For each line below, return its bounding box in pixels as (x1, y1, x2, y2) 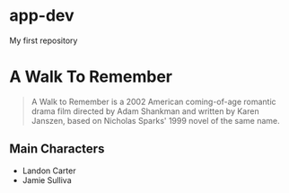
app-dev (9, 5, 74, 26)
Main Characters (9, 141, 105, 157)
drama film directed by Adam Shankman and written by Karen (31, 105, 259, 117)
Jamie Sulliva (22, 174, 72, 185)
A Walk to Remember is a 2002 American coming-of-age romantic (31, 96, 276, 107)
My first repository (9, 35, 78, 46)
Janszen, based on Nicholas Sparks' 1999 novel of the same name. (31, 115, 280, 126)
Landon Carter (22, 165, 76, 176)
